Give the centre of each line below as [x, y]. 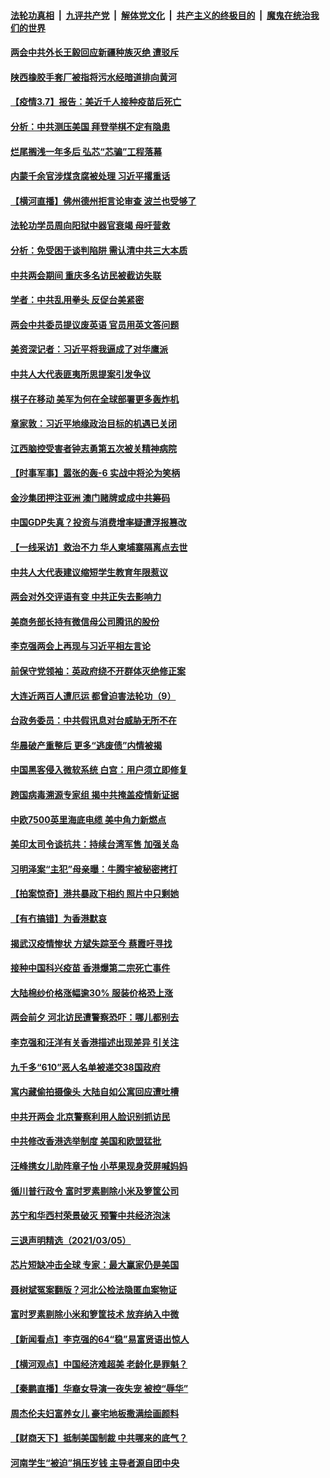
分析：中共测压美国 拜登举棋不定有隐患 [90, 126]
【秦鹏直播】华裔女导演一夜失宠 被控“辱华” [99, 1389]
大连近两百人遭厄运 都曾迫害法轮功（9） [93, 696]
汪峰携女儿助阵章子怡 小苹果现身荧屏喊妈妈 [99, 1166]
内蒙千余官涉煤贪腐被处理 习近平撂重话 [90, 176]
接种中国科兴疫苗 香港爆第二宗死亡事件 [90, 968]
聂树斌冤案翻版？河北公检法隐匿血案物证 [93, 1289]
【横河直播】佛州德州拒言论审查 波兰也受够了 [103, 201]
